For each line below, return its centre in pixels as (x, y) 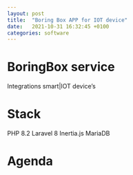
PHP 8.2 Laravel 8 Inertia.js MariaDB (59, 133)
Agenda (30, 162)
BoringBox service (61, 67)
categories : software (38, 33)
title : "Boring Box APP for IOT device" (68, 20)
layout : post (26, 13)
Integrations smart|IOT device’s (52, 86)
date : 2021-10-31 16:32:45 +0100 (58, 26)
